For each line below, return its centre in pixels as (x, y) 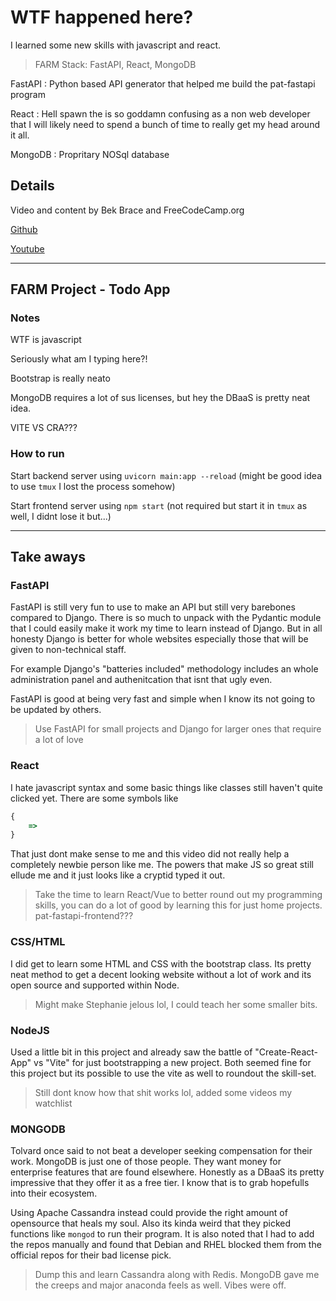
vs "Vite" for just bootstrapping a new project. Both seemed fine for (172, 1062)
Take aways (48, 557)
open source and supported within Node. (95, 985)
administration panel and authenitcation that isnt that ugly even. (141, 680)
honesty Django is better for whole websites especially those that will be (159, 639)
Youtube (27, 248)
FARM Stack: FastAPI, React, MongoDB (115, 64)
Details (32, 186)
